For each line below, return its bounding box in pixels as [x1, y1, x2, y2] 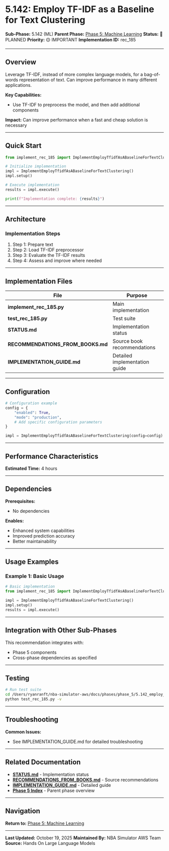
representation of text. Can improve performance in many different [19, 77, 157, 83]
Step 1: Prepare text [12, 241, 54, 248]
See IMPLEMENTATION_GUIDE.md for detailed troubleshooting [12, 738, 143, 744]
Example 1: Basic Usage [5, 573, 64, 580]
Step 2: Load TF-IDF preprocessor [12, 247, 84, 253]
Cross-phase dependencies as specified [12, 655, 97, 661]
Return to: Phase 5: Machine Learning [5, 820, 84, 826]
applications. [5, 82, 32, 88]
